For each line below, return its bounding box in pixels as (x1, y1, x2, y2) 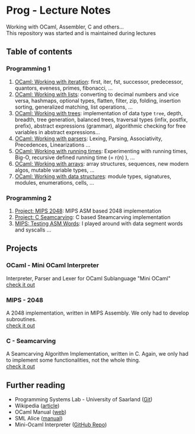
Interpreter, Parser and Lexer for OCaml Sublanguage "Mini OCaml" (6, 274, 171, 282)
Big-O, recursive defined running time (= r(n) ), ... (14, 154, 135, 161)
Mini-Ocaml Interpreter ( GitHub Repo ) (14, 421, 107, 428)
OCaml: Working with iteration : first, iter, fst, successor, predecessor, (14, 78, 184, 85)
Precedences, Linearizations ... (14, 141, 91, 148)
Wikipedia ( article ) (14, 402, 60, 410)
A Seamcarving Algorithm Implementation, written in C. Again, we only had (6, 350, 188, 357)
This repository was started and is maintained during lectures (6, 29, 156, 36)
